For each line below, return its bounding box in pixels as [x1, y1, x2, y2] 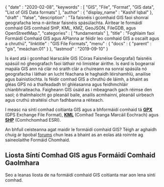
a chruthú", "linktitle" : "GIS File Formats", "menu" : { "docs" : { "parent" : [5, 41, 152, 46]
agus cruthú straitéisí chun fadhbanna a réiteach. [5, 97, 104, 103]
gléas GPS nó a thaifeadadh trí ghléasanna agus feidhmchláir [5, 81, 128, 87]
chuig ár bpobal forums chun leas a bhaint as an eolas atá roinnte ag [5, 132, 143, 137]
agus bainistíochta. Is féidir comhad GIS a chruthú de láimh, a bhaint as [5, 76, 148, 82]
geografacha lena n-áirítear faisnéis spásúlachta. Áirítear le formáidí [5, 20, 142, 26]
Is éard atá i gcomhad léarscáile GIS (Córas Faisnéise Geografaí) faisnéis [5, 55, 152, 61]
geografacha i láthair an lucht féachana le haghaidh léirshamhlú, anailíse [5, 71, 151, 77]
